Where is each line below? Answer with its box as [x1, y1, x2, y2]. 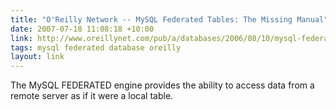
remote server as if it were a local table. [10, 90, 174, 102]
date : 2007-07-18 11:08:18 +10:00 [10, 24, 155, 34]
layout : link [10, 52, 65, 62]
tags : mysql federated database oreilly [10, 42, 182, 53]
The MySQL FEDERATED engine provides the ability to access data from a [10, 79, 315, 91]
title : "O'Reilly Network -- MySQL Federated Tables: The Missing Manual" [10, 14, 329, 25]
